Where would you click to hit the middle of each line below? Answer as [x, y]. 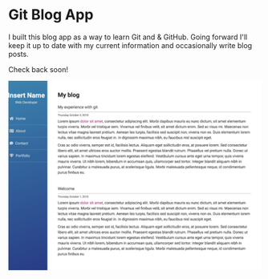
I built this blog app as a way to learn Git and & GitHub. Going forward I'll [128, 37]
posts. [19, 54]
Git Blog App [51, 15]
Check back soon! [38, 69]
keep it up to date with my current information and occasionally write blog [130, 45]
